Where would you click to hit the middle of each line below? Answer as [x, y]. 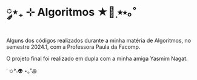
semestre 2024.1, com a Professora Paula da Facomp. [73, 47]
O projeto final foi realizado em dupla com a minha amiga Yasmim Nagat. [97, 58]
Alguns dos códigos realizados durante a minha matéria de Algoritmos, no [99, 40]
